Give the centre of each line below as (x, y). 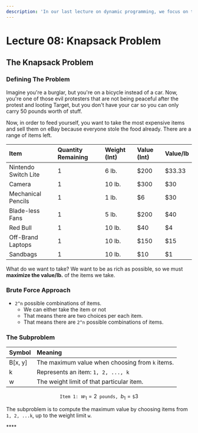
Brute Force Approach (38, 290)
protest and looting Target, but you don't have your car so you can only (93, 105)
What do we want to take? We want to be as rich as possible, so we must (95, 269)
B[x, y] (18, 363)
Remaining (73, 157)
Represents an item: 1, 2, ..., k (83, 372)
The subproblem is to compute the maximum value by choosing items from (97, 409)
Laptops (20, 245)
